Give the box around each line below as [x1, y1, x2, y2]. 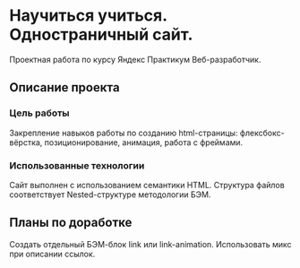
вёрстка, [9, 136, 43, 148]
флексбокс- [239, 127, 285, 138]
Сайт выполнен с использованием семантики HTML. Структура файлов [9, 179, 285, 190]
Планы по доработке [9, 215, 133, 230]
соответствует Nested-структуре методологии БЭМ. [9, 189, 211, 200]
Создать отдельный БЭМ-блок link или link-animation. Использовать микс [9, 238, 292, 249]
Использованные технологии [9, 159, 145, 171]
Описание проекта [9, 80, 120, 95]
